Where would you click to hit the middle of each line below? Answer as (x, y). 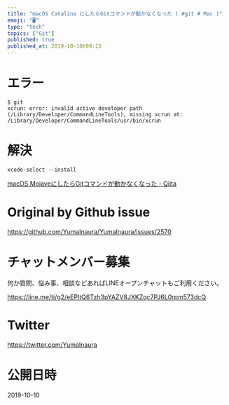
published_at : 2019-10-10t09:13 (54, 46)
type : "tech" (26, 27)
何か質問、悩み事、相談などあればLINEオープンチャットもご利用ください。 (115, 283)
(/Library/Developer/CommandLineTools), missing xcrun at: (95, 114)
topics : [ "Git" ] (31, 33)
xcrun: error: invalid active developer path (75, 108)
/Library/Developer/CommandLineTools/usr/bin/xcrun (84, 121)
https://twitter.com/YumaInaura (53, 345)
